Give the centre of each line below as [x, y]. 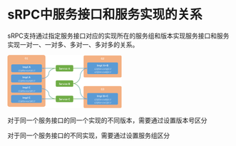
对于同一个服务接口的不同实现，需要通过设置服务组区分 [88, 135]
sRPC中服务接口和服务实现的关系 [105, 15]
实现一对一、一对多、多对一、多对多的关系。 [73, 44]
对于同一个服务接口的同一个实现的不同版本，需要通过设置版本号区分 [107, 120]
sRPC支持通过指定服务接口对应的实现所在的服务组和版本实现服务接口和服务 [118, 36]
